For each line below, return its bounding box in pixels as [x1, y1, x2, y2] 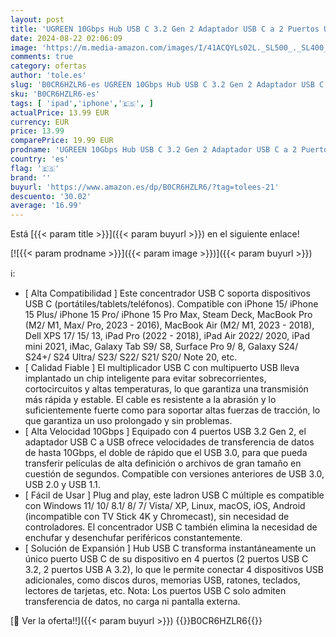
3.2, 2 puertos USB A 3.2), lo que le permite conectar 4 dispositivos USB [24, 564, 324, 576]
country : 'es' [10, 154, 70, 164]
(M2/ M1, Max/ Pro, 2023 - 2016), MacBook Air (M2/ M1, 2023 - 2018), [24, 319, 315, 331]
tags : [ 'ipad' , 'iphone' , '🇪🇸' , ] [10, 98, 154, 108]
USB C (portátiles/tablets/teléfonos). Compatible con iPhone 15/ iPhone [24, 298, 319, 310]
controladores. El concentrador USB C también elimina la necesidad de [24, 521, 318, 533]
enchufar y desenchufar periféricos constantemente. [24, 532, 243, 544]
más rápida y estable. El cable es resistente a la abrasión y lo [24, 394, 277, 406]
